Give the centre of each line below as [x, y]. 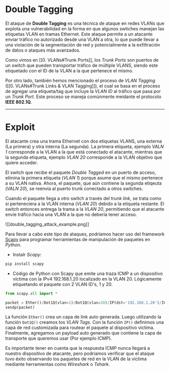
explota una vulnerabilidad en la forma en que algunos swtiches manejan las [85, 28]
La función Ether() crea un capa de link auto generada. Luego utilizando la [83, 317]
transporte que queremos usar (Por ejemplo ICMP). [59, 338]
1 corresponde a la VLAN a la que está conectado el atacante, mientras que [84, 152]
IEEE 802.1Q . [19, 102]
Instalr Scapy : [27, 254]
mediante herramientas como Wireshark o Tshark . [58, 364]
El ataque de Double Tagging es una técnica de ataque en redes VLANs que [85, 23]
